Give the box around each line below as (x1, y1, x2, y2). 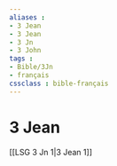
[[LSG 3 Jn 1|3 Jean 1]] (9, 146, 93, 157)
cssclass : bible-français (9, 79, 109, 88)
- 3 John (9, 46, 42, 55)
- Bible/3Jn (9, 63, 53, 72)
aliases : (9, 12, 46, 22)
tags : (9, 54, 34, 63)
